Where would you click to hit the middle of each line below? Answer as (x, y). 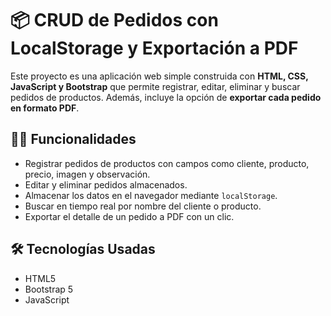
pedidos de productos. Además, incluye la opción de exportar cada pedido (166, 97)
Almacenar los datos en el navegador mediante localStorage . (151, 195)
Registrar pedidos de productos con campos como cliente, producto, (167, 163)
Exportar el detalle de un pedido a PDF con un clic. (129, 216)
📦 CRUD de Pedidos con (114, 20)
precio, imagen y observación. (87, 174)
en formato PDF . (45, 108)
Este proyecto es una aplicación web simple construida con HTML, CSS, (159, 76)
